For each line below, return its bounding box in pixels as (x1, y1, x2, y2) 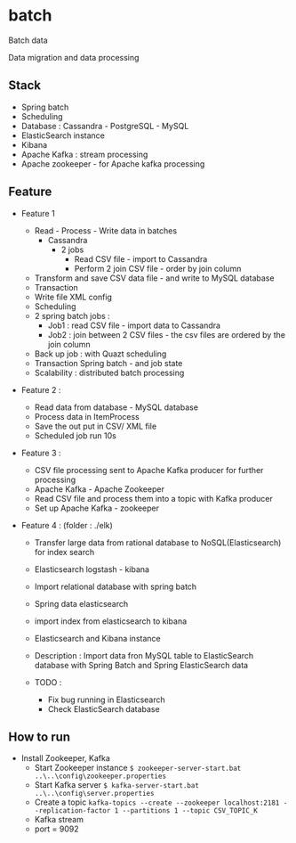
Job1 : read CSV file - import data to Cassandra (47, 320, 221, 331)
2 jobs (60, 244, 84, 255)
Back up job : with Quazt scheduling (34, 348, 167, 359)
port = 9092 (34, 823, 79, 834)
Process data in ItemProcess (34, 411, 140, 421)
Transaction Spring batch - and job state (34, 357, 183, 368)
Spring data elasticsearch (34, 598, 129, 609)
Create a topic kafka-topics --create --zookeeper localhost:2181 (34, 797, 280, 807)
